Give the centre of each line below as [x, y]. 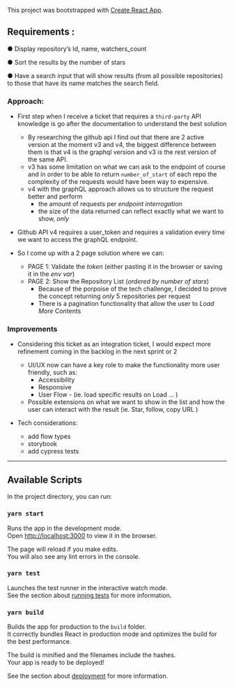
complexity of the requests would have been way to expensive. [118, 182]
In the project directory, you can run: [60, 497]
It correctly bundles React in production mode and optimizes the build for [112, 634]
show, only [54, 219]
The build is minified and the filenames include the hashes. [92, 655]
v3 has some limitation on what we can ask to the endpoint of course [127, 167]
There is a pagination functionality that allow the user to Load [126, 304]
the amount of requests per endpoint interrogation [110, 204]
